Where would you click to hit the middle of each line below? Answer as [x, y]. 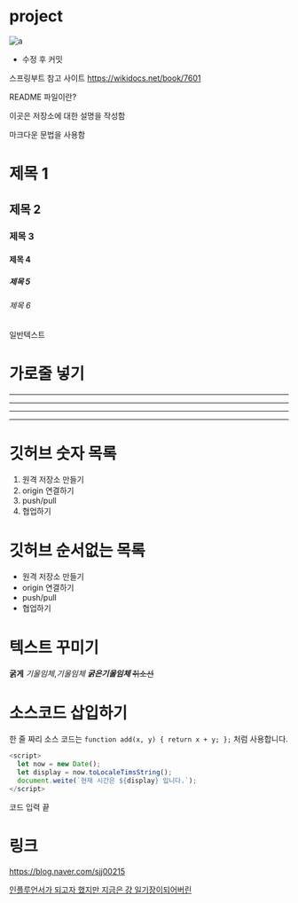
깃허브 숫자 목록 [63, 453]
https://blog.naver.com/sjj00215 [67, 871]
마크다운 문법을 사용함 [47, 134]
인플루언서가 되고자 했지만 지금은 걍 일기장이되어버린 [101, 890]
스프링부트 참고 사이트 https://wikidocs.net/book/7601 [105, 78]
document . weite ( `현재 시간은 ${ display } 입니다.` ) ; [107, 781]
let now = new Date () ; [59, 765]
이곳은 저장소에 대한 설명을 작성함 [67, 115]
